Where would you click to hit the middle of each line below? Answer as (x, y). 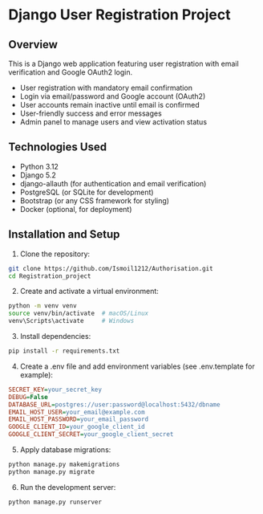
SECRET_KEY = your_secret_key (55, 390)
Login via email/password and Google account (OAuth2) (113, 96)
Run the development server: (68, 487)
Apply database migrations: (65, 450)
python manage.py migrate (51, 471)
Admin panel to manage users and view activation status (113, 122)
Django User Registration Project (119, 15)
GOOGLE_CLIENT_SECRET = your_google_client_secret (91, 434)
